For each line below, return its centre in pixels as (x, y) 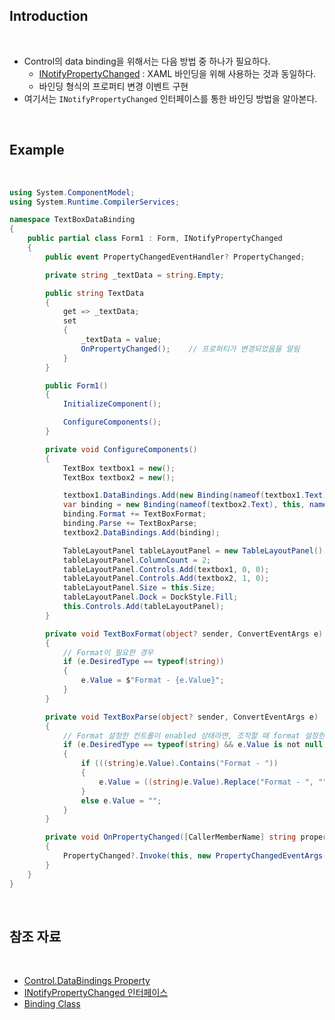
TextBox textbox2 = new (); (119, 477)
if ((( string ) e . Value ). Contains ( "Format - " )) (179, 764)
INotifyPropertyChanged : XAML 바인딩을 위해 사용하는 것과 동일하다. (177, 73)
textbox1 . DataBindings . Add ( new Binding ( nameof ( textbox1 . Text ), (197, 495)
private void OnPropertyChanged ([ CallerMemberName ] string (171, 837)
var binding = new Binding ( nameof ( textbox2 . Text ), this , (184, 505)
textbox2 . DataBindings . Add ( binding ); (141, 532)
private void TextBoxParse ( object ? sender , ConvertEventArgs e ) (182, 717)
